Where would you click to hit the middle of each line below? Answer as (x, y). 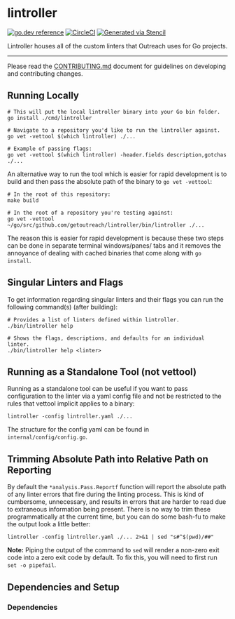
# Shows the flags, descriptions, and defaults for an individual (106, 338)
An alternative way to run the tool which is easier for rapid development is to (117, 174)
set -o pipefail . (32, 565)
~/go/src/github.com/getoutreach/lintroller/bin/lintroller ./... (106, 225)
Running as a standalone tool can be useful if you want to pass (98, 389)
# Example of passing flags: (50, 149)
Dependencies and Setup (64, 587)
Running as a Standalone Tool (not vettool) (102, 372)
